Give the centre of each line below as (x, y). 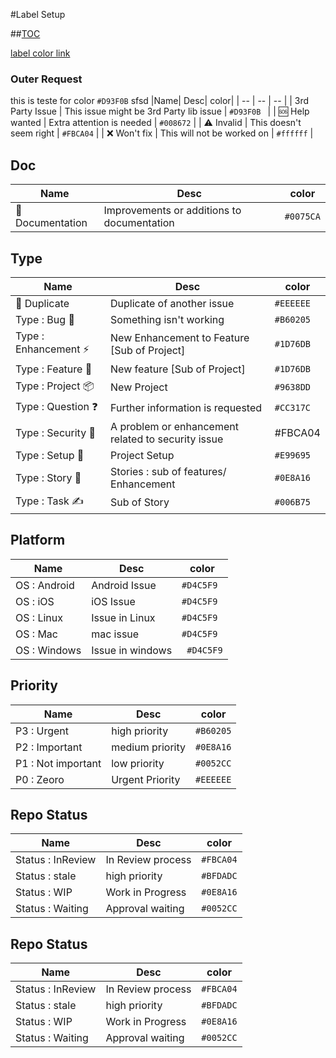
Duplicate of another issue (172, 303)
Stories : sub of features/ (168, 471)
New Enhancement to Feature (180, 338)
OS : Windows (48, 650)
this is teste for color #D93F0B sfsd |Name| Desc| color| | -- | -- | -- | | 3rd (160, 101)
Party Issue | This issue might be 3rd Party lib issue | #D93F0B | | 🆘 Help (160, 111)
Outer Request (46, 79)
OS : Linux (39, 617)
